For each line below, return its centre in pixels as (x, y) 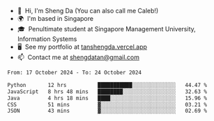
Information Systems (47, 39)
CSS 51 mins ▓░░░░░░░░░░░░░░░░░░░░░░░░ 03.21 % (107, 104)
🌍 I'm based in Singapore (55, 18)
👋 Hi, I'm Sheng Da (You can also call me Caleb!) (88, 11)
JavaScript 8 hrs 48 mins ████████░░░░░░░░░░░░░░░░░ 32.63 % (107, 91)
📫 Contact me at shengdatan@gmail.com (78, 57)
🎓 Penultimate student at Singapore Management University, (107, 29)
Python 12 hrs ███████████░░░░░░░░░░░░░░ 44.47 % (107, 85)
